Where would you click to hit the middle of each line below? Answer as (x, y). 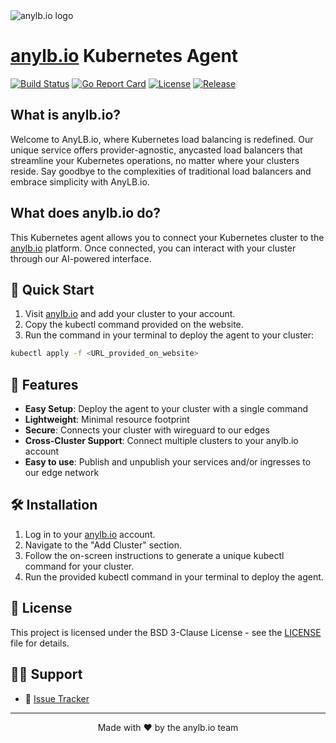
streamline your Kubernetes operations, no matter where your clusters (155, 160)
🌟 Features (44, 384)
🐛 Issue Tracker (57, 698)
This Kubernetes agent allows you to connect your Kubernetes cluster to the (167, 237)
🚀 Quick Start (52, 289)
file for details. (40, 643)
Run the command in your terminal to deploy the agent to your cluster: (169, 335)
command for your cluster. (79, 566)
